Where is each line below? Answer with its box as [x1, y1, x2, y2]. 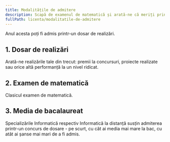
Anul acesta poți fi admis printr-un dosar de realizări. [5, 31, 115, 37]
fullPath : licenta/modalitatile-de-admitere [5, 17, 101, 22]
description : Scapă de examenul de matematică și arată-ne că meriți [5, 12, 155, 17]
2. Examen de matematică [5, 79, 89, 87]
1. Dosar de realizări [5, 45, 69, 54]
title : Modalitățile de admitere [5, 7, 76, 13]
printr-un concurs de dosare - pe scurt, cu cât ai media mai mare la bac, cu [5, 125, 162, 131]
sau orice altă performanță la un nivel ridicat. [5, 64, 99, 70]
